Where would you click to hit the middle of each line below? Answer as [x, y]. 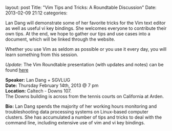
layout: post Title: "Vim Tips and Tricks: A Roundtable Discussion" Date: [81, 7]
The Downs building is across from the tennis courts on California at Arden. [85, 96]
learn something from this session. [42, 54]
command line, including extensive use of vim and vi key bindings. [75, 123]
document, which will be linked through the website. [60, 39]
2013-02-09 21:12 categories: [36, 13]
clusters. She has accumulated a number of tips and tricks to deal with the [84, 117]
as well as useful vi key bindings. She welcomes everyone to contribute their [86, 28]
